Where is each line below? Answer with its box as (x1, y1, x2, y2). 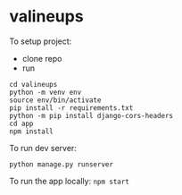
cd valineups (9, 80, 58, 89)
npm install (9, 127, 54, 136)
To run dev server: (9, 142, 78, 153)
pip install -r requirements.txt (9, 103, 134, 113)
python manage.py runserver (9, 159, 114, 169)
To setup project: (9, 36, 72, 47)
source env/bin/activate (9, 96, 102, 105)
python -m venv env (9, 88, 82, 97)
